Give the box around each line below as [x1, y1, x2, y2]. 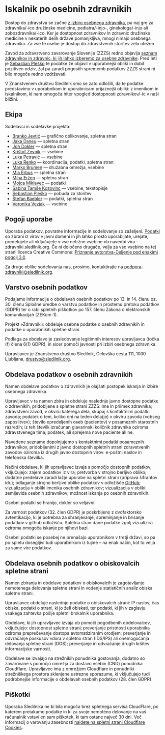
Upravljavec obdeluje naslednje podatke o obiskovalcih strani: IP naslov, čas [5, 600, 159, 605]
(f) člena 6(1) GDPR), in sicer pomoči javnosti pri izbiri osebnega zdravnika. [5, 341, 157, 347]
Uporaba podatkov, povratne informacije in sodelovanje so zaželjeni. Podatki [5, 228, 160, 234]
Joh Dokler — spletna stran [12, 143, 68, 149]
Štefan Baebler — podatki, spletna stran [12, 196, 93, 201]
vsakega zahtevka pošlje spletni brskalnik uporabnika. [5, 610, 114, 616]
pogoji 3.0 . [5, 254, 27, 260]
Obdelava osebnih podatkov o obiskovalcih [5, 559, 140, 567]
